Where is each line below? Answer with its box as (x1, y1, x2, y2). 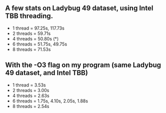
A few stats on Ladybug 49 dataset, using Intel (5, 4, 153, 12)
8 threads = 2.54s (12, 103, 49, 109)
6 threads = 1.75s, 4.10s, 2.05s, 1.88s (12, 97, 88, 104)
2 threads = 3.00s (12, 87, 49, 93)
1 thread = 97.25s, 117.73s (12, 25, 65, 31)
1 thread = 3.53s (12, 82, 46, 88)
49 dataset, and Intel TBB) (5, 68, 88, 77)
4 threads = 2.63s (12, 92, 49, 98)
